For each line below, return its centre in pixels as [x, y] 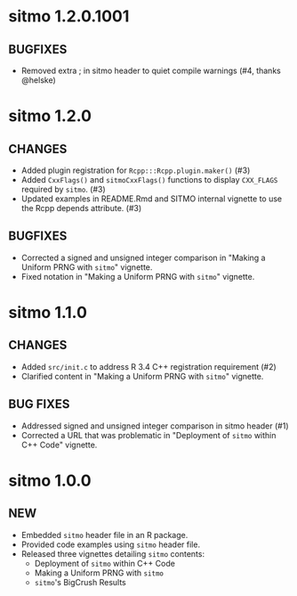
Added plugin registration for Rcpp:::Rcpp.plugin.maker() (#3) [136, 170]
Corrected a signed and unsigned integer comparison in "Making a [143, 257]
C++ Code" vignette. [59, 445]
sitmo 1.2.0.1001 [69, 16]
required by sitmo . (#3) [63, 189]
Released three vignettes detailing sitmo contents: [113, 553]
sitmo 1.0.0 [50, 481]
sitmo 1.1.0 [48, 313]
